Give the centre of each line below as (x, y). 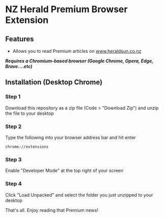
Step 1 (13, 97)
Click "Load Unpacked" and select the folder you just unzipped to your (79, 195)
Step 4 (13, 184)
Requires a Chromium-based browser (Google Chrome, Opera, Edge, (79, 61)
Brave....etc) (19, 66)
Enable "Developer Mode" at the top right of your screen (64, 171)
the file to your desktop (30, 113)
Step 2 (13, 127)
